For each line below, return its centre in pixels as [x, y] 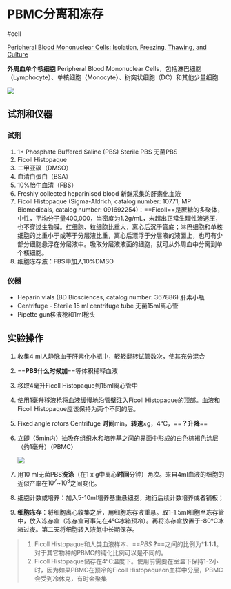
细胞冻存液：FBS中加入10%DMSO [65, 261]
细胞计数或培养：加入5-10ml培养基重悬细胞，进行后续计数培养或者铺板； [120, 498]
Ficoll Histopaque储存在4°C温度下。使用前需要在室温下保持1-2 [123, 561]
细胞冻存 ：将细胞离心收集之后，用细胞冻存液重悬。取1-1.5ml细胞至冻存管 [121, 512]
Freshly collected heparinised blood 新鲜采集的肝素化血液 [99, 193]
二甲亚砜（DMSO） [44, 168]
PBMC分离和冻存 [56, 14]
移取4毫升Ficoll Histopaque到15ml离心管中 [77, 385]
